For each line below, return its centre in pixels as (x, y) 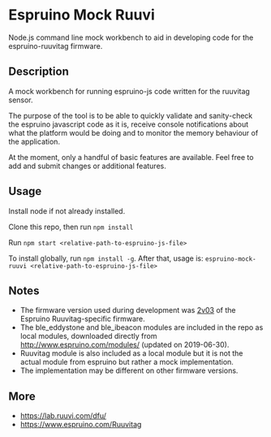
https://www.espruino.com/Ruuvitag (81, 425)
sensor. (21, 100)
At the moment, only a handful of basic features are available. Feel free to (131, 157)
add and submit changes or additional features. (87, 166)
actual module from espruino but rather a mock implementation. (127, 362)
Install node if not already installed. (67, 211)
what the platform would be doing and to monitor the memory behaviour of (133, 132)
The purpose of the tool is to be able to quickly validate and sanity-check (131, 115)
